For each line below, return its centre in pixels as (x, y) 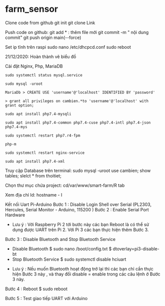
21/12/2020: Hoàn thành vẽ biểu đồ (41, 56)
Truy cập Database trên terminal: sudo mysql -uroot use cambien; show (78, 170)
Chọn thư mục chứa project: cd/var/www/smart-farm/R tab (65, 185)
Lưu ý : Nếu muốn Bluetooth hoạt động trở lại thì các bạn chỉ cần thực (83, 269)
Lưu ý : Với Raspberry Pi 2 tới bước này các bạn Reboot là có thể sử (81, 224)
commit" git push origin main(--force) (43, 37)
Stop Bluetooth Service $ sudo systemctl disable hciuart (69, 259)
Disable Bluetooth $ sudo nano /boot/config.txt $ (62, 249)
